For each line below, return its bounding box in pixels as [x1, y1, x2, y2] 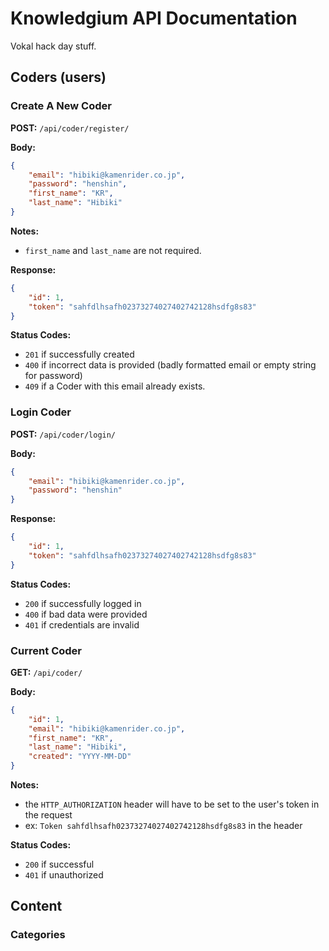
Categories [10, 928, 66, 942]
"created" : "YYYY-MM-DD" [28, 752, 132, 762]
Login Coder [10, 405, 72, 419]
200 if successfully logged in [24, 597, 142, 609]
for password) [24, 370, 83, 382]
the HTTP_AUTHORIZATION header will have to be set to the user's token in [24, 798, 320, 811]
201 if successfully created [24, 348, 135, 361]
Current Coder [10, 643, 82, 657]
